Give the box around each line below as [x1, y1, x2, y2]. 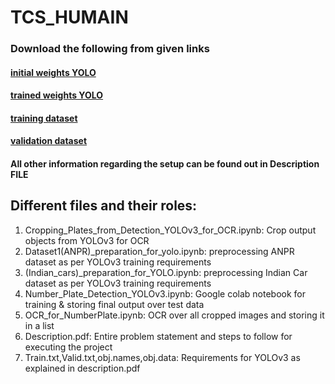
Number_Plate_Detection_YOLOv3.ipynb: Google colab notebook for [24, 287, 307, 300]
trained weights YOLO [10, 89, 104, 101]
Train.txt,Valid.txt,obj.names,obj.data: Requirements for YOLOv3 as [24, 351, 301, 363]
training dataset [10, 112, 78, 124]
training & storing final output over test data [24, 298, 205, 310]
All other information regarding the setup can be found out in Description [10, 158, 320, 170]
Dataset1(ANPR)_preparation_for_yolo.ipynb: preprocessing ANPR [24, 245, 295, 257]
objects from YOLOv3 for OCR [24, 234, 150, 246]
